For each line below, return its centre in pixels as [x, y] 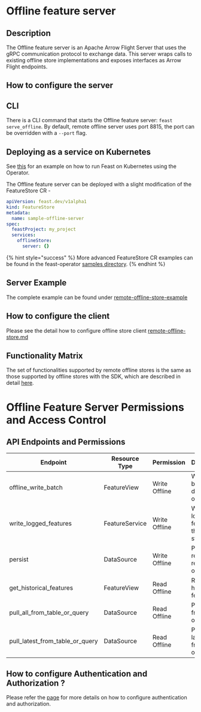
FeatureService [125, 524]
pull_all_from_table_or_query [49, 613]
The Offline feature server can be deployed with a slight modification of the [99, 185]
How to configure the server [60, 85]
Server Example [36, 283]
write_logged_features [41, 524]
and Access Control [56, 420]
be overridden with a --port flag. [47, 133]
